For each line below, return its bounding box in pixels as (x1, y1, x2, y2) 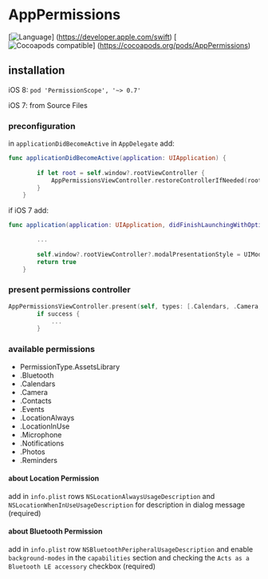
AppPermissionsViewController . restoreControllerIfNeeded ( (50, 176, 248, 185)
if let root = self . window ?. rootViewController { (37, 169, 205, 177)
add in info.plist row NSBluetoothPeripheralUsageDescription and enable (8, 545, 254, 554)
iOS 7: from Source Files (8, 100, 88, 110)
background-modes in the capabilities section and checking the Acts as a (8, 553, 250, 563)
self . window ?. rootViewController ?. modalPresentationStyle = (37, 250, 241, 258)
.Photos (19, 446, 45, 457)
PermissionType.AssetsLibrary (19, 361, 120, 371)
